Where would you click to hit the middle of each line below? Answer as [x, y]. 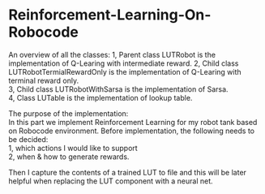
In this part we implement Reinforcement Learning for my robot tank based [133, 122]
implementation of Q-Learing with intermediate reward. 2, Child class [124, 63]
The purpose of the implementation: [68, 113]
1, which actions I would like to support [73, 148]
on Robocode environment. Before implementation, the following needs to [132, 131]
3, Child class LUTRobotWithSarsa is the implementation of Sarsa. [118, 89]
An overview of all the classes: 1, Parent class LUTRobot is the [112, 54]
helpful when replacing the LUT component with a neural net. [111, 181]
